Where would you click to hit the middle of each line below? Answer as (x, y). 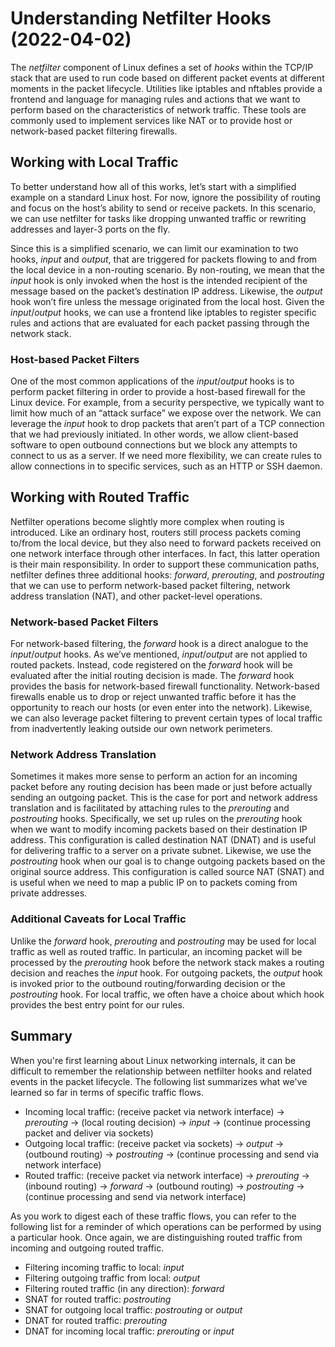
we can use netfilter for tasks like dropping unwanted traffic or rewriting (158, 218)
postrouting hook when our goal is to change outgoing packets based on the (168, 861)
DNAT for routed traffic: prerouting (96, 1320)
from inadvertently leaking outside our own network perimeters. (141, 729)
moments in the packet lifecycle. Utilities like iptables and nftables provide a (166, 88)
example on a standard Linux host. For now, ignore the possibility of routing (165, 197)
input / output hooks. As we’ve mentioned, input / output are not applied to (159, 654)
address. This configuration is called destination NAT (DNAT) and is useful (163, 840)
